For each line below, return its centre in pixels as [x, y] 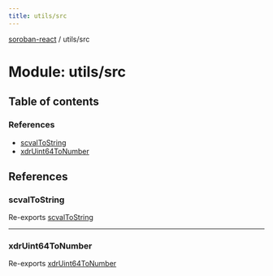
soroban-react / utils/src [49, 39]
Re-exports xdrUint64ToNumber [63, 264]
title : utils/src [38, 16]
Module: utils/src [67, 72]
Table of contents [54, 102]
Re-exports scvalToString [51, 218]
